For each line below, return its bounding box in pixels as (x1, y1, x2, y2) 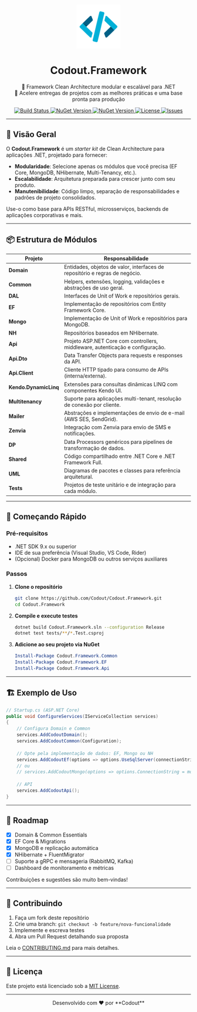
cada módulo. (64, 488, 97, 495)
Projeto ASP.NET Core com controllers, (64, 337, 158, 345)
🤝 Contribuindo (6, 899, 63, 909)
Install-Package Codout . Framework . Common (14, 653, 118, 659)
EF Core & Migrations (14, 838, 66, 845)
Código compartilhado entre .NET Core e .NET (64, 453, 176, 460)
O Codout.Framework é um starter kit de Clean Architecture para (6, 145, 165, 152)
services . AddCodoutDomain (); (16, 732, 88, 738)
